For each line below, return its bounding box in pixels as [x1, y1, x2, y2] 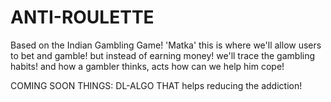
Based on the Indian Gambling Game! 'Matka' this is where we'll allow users [10, 39, 322, 51]
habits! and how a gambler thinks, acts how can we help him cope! [10, 60, 285, 72]
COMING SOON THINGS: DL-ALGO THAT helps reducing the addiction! [10, 79, 303, 91]
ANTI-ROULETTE [10, 6, 155, 29]
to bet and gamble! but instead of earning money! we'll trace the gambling [10, 49, 316, 61]
